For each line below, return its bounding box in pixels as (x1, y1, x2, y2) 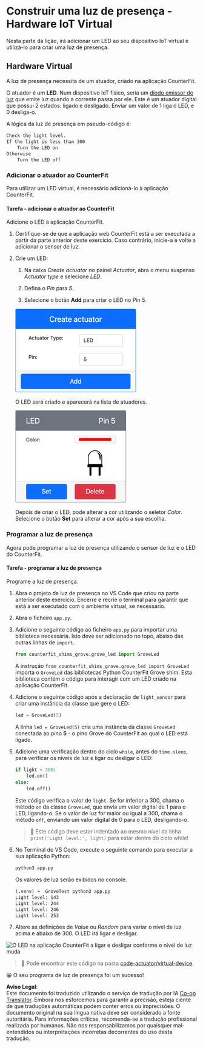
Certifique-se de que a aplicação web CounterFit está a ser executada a (15, 230, 196, 238)
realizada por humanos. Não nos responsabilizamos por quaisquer (6, 1021, 172, 1029)
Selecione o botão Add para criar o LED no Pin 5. (24, 296, 147, 304)
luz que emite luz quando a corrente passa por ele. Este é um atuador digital (6, 95, 197, 102)
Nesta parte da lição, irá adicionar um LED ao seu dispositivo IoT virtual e (6, 37, 189, 44)
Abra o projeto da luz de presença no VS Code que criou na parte (15, 589, 179, 596)
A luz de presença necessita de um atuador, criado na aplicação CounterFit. (6, 77, 196, 84)
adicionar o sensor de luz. (15, 243, 80, 250)
